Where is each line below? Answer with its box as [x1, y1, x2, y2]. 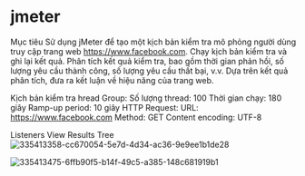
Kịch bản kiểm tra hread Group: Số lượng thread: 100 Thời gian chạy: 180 [10, 93, 282, 103]
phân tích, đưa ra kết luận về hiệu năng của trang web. [10, 74, 214, 85]
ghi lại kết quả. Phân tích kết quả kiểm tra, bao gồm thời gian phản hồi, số [10, 55, 285, 66]
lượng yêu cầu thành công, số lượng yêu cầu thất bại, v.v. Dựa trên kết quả [10, 65, 289, 76]
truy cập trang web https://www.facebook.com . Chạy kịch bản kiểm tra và [10, 45, 288, 56]
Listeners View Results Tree [10, 129, 114, 140]
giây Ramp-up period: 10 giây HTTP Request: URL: [10, 102, 199, 112]
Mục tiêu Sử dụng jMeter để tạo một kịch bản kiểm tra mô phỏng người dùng [10, 36, 297, 47]
